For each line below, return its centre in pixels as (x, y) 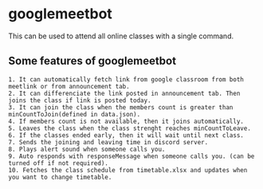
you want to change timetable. (60, 177)
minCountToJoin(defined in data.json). (75, 114)
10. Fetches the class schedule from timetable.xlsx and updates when (128, 170)
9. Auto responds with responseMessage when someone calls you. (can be (131, 156)
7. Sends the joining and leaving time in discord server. (108, 142)
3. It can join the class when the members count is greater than (121, 107)
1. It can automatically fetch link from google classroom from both (126, 79)
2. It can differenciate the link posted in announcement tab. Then (124, 93)
